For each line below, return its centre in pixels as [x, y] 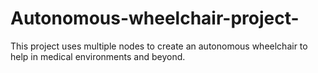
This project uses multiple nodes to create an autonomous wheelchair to [159, 46]
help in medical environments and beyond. [98, 56]
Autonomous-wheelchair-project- [155, 18]
